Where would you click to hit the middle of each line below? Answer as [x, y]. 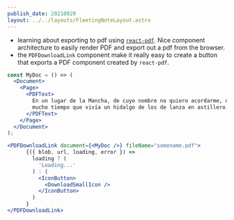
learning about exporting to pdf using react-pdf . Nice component [111, 40]
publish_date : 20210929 [42, 14]
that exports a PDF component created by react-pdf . [93, 62]
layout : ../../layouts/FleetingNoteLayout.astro [79, 20]
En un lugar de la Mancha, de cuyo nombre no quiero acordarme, [127, 101]
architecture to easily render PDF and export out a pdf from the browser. [121, 47]
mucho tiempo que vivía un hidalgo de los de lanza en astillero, [131, 107]
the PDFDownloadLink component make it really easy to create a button [117, 55]
